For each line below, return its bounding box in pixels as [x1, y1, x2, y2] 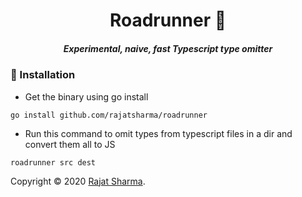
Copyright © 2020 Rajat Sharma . [10, 175, 146, 187]
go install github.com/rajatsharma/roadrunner [10, 110, 208, 120]
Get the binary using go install [24, 90, 149, 103]
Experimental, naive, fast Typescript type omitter [63, 42, 273, 54]
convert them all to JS [24, 138, 116, 150]
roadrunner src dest [10, 157, 97, 168]
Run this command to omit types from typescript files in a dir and [24, 127, 293, 139]
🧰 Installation [10, 68, 76, 82]
